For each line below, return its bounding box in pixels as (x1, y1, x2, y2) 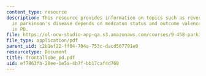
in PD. (12, 26, 29, 32)
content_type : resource (6, 9, 67, 15)
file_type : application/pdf (6, 37, 78, 44)
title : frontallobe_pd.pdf (6, 55, 75, 61)
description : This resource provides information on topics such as (6, 15, 185, 21)
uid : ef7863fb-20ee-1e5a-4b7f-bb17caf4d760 (6, 60, 120, 66)
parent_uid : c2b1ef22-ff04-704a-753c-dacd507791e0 (6, 44, 139, 50)
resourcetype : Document (6, 49, 67, 55)
